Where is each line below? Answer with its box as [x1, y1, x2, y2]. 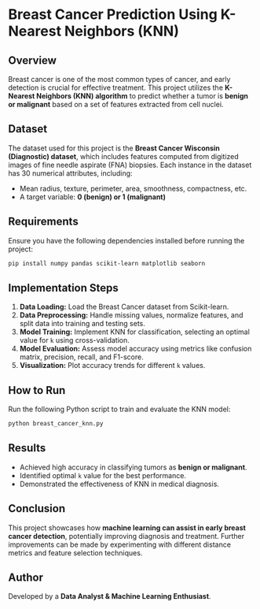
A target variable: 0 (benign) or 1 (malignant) [19, 191, 167, 202]
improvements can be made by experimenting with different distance [8, 540, 232, 549]
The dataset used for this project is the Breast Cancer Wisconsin [8, 143, 220, 153]
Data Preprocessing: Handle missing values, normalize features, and [19, 310, 244, 320]
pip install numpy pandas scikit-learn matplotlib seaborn [8, 259, 206, 267]
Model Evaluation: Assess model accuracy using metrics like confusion [19, 344, 252, 354]
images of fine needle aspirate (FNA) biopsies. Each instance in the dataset [8, 160, 252, 169]
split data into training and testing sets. [19, 319, 145, 329]
